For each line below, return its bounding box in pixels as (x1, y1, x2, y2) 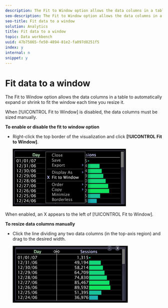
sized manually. (5, 114, 37, 120)
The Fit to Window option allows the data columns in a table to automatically (5, 94, 162, 100)
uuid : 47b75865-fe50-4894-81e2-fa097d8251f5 (5, 40, 99, 45)
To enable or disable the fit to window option (5, 124, 99, 130)
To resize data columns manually (5, 221, 75, 227)
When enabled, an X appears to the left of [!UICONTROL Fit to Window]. (5, 211, 153, 217)
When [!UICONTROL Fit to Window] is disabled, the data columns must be (5, 109, 158, 115)
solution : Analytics (5, 24, 48, 29)
